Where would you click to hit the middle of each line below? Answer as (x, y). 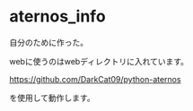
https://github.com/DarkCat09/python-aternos (95, 79)
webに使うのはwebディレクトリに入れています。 (99, 61)
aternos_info (57, 17)
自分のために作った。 (48, 42)
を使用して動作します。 (53, 98)
